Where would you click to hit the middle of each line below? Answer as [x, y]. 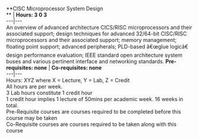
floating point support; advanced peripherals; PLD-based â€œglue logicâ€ [97, 46]
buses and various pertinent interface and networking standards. [85, 61]
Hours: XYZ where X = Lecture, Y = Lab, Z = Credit [68, 80]
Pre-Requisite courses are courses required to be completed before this [94, 111]
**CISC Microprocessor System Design [55, 9]
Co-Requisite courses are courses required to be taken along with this [91, 124]
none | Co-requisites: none [68, 68]
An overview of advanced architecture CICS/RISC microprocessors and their [99, 27]
